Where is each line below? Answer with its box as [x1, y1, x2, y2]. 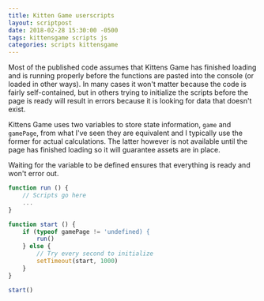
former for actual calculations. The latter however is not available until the [8, 137, 247, 146]
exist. [8, 104, 26, 115]
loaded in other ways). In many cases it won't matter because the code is [8, 80, 247, 89]
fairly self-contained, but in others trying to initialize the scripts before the [8, 88, 249, 97]
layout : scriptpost [8, 19, 73, 27]
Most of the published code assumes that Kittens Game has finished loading [8, 62, 257, 72]
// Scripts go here [22, 191, 87, 199]
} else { [22, 243, 51, 250]
